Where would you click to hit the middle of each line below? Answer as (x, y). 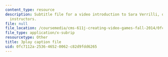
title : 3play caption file (33, 42)
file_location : (21, 28)
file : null (16, 24)
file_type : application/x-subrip (40, 33)
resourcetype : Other (27, 38)
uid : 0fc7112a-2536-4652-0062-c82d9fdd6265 (51, 47)
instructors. (23, 19)
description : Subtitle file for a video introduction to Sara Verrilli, (82, 14)
